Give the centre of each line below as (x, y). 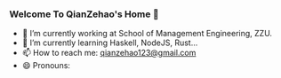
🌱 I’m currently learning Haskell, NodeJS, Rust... (110, 43)
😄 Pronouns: (46, 66)
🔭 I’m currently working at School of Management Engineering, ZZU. (147, 34)
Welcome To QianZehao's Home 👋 (84, 14)
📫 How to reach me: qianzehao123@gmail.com (109, 53)
